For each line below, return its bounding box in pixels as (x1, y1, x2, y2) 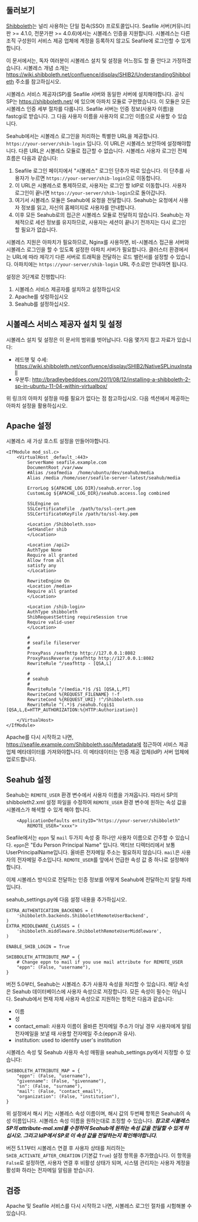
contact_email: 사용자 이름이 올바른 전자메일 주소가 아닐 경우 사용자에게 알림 (14, 1023, 192, 1030)
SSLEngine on (27, 501, 60, 507)
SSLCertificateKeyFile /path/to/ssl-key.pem (27, 511, 138, 517)
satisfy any (27, 563, 57, 569)
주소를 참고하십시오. (15, 78, 61, 85)
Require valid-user (27, 619, 75, 626)
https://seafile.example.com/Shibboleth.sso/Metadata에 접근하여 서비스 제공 (6, 741, 189, 748)
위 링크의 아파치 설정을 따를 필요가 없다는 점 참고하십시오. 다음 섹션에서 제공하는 (6, 394, 190, 402)
